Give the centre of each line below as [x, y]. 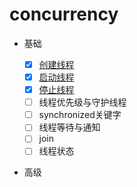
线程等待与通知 [69, 127]
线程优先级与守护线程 [82, 102]
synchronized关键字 [80, 115]
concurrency [64, 14]
